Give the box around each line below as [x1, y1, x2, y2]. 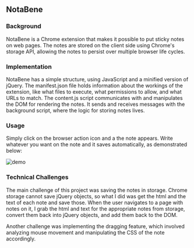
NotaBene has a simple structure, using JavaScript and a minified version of [6, 75, 189, 82]
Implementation [6, 63, 52, 71]
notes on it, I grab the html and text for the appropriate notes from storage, [6, 205, 185, 212]
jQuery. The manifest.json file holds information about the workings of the [6, 82, 184, 89]
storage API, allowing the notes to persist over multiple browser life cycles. [6, 48, 185, 55]
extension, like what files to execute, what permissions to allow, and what [6, 88, 182, 95]
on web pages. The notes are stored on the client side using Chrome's [6, 42, 175, 49]
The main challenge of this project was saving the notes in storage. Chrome [6, 187, 188, 194]
